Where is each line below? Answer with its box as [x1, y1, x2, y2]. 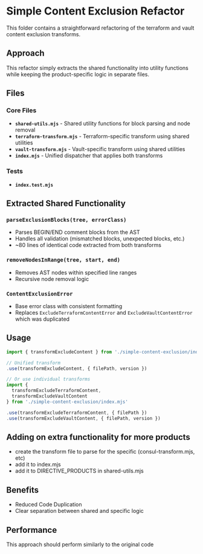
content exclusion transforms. [6, 30, 80, 37]
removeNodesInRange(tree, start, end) [6, 257, 121, 263]
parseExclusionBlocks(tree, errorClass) [6, 216, 127, 224]
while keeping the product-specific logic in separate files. [6, 71, 150, 78]
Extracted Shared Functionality [6, 198, 126, 209]
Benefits [6, 485, 39, 495]
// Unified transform [6, 359, 61, 366]
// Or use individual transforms [6, 376, 91, 382]
